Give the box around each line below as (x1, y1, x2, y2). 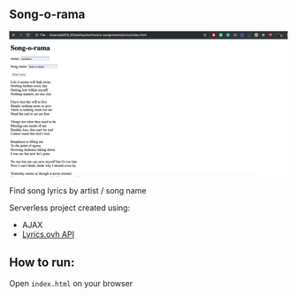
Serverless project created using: (9, 202, 131, 213)
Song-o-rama (9, 7, 86, 22)
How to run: (9, 255, 75, 270)
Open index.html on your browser (9, 278, 133, 288)
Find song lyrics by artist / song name (9, 186, 147, 196)
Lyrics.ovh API (21, 229, 75, 240)
